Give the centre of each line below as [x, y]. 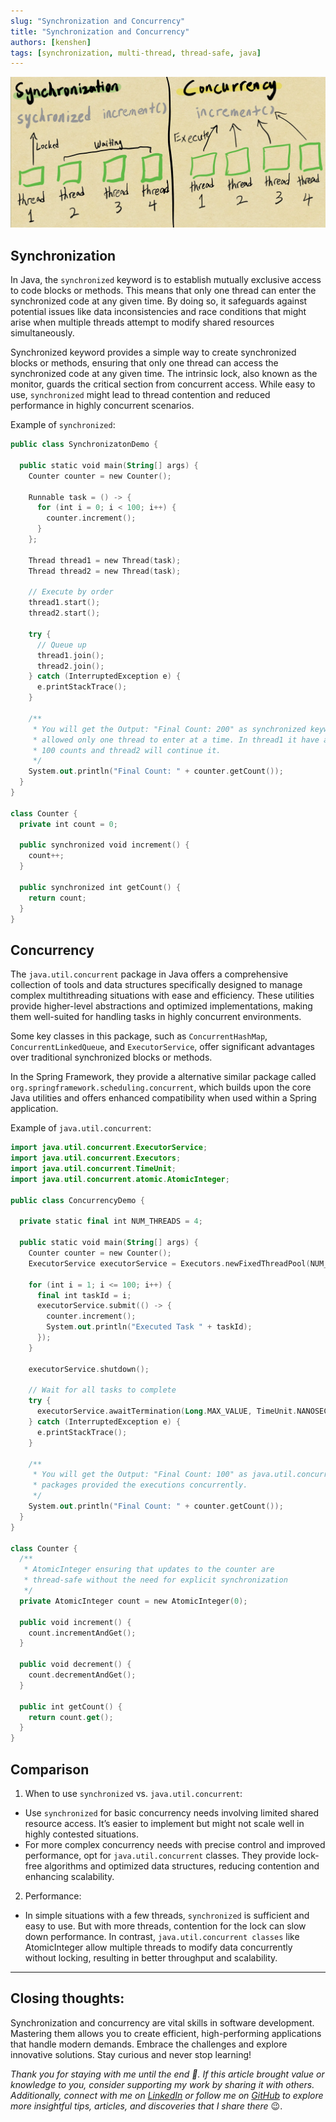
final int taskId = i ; [84, 1295]
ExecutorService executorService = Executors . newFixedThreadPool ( [169, 1263]
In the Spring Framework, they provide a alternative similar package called [163, 1077]
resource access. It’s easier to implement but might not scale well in [164, 1823]
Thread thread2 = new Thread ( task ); [105, 571]
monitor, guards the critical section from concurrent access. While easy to [163, 384]
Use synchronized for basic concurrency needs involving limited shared [171, 1812]
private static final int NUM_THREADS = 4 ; [111, 1221]
